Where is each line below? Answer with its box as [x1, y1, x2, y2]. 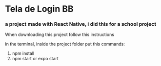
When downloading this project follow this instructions [5, 32, 115, 37]
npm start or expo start [12, 56, 59, 62]
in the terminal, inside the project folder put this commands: [5, 41, 125, 47]
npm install [12, 50, 35, 56]
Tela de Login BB [5, 3, 74, 15]
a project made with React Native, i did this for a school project [5, 21, 157, 28]
